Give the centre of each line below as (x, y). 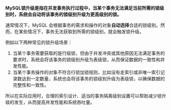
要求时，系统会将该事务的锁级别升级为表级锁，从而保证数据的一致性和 (87, 60)
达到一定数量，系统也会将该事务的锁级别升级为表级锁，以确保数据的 (93, 79)
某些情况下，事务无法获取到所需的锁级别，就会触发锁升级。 (81, 32)
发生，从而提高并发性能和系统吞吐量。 (54, 102)
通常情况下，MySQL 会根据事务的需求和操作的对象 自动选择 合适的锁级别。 (83, 25)
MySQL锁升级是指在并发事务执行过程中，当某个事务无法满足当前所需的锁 (82, 8)
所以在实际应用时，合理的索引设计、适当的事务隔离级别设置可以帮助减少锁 (83, 96)
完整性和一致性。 (31, 85)
